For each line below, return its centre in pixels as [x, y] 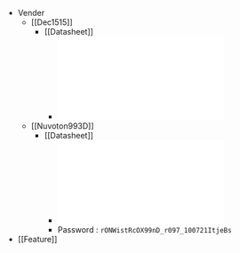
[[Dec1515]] [52, 22]
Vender [31, 13]
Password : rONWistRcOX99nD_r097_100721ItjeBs [145, 229]
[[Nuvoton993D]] [63, 126]
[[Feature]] [37, 239]
